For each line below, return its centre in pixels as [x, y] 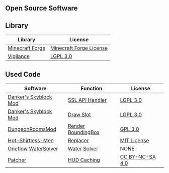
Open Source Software [41, 8]
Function [92, 89]
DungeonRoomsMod [32, 129]
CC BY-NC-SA [138, 157]
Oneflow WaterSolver [33, 149]
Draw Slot [79, 114]
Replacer [78, 141]
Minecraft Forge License [79, 48]
